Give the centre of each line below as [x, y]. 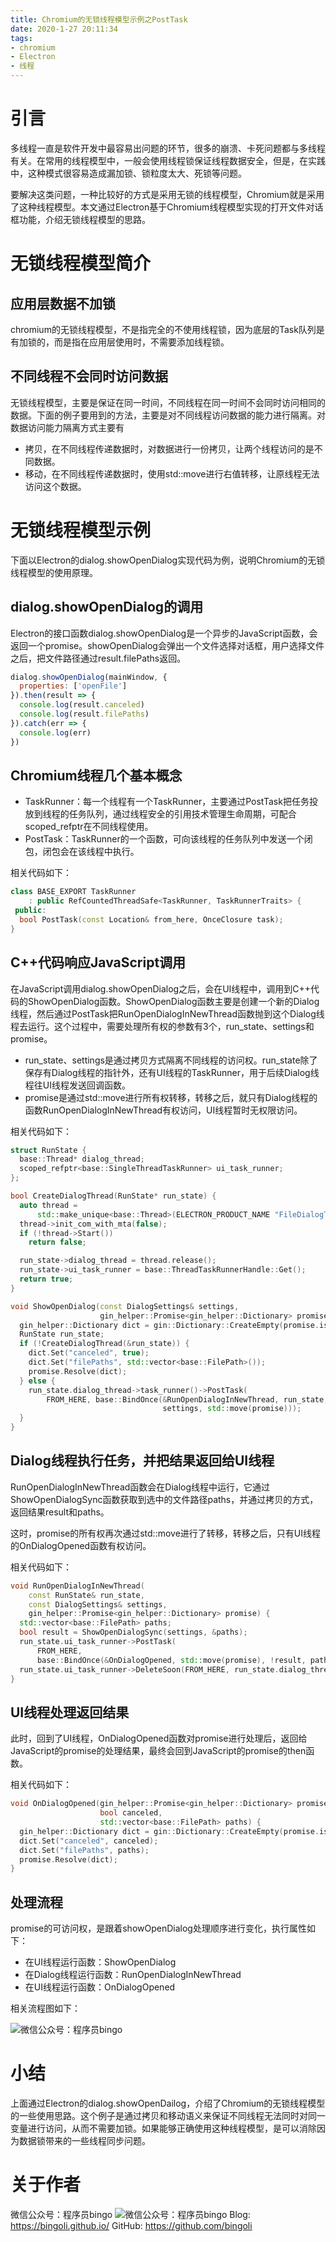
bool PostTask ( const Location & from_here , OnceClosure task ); [151, 919]
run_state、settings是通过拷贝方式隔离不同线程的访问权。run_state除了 [171, 1060]
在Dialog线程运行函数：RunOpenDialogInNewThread [133, 1975]
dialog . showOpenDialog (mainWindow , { [89, 677]
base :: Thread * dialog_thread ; [82, 1159]
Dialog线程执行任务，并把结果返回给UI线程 [142, 1461]
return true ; [46, 1279]
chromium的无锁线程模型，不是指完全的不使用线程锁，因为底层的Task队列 [163, 329]
